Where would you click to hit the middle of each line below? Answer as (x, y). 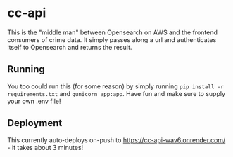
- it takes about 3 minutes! (45, 147)
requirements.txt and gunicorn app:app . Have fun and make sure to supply (116, 93)
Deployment (35, 123)
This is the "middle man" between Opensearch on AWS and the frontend (113, 32)
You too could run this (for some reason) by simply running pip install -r (115, 86)
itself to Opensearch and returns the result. (70, 47)
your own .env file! (34, 101)
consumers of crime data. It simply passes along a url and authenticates (112, 39)
